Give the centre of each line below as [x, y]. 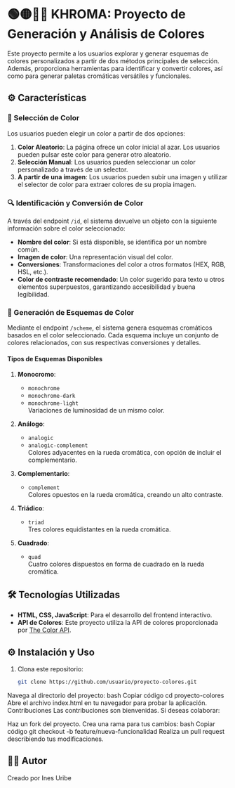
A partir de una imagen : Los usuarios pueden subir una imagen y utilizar [122, 176]
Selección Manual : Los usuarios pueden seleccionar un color [106, 162]
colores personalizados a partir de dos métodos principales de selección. [113, 60]
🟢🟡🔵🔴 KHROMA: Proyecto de [96, 14]
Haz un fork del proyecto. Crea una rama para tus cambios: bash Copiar [111, 724]
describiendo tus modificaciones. [55, 739]
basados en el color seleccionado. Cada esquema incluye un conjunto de [113, 335]
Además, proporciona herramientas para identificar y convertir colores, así [115, 68]
